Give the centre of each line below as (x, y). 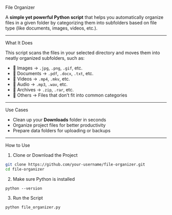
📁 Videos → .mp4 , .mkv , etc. (41, 79)
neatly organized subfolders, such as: (45, 58)
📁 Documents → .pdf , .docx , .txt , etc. (53, 73)
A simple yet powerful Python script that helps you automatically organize (84, 17)
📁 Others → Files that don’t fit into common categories (70, 95)
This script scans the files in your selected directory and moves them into (83, 53)
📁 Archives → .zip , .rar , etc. (43, 90)
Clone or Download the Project (45, 155)
